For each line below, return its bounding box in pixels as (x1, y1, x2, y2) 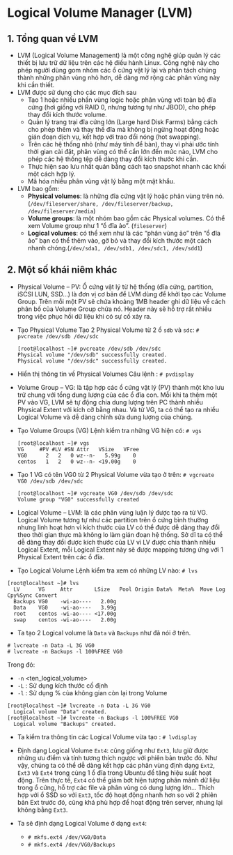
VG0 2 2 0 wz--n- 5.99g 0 (17, 452, 136, 459)
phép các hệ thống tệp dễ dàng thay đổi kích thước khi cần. (27, 155, 199, 163)
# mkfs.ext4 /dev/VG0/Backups (27, 841, 116, 848)
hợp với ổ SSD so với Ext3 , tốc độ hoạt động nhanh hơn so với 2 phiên (17, 790, 218, 799)
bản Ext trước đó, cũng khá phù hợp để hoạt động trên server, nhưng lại (17, 798, 223, 806)
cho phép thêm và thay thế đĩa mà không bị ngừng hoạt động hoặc (27, 126, 220, 133)
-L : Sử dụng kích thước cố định (17, 681, 109, 690)
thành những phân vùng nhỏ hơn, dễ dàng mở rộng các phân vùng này (17, 73, 220, 82)
